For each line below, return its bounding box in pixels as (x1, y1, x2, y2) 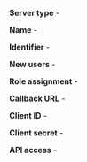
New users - (9, 59, 56, 69)
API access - (9, 145, 58, 155)
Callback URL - (9, 93, 66, 104)
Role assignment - (9, 76, 78, 87)
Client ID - (9, 111, 47, 120)
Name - (9, 25, 38, 35)
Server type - (9, 8, 60, 18)
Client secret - (9, 127, 64, 138)
